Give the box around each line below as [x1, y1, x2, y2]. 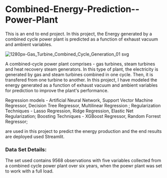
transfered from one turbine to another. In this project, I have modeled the [5, 77, 157, 83]
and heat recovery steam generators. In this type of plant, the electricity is [5, 66, 158, 72]
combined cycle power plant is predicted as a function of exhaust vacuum [5, 36, 158, 42]
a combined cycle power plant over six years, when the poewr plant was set [5, 163, 162, 169]
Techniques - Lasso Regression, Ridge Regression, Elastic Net [5, 108, 134, 114]
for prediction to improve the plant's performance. [5, 87, 109, 93]
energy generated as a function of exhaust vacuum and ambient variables [5, 82, 158, 88]
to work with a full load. [5, 168, 54, 174]
